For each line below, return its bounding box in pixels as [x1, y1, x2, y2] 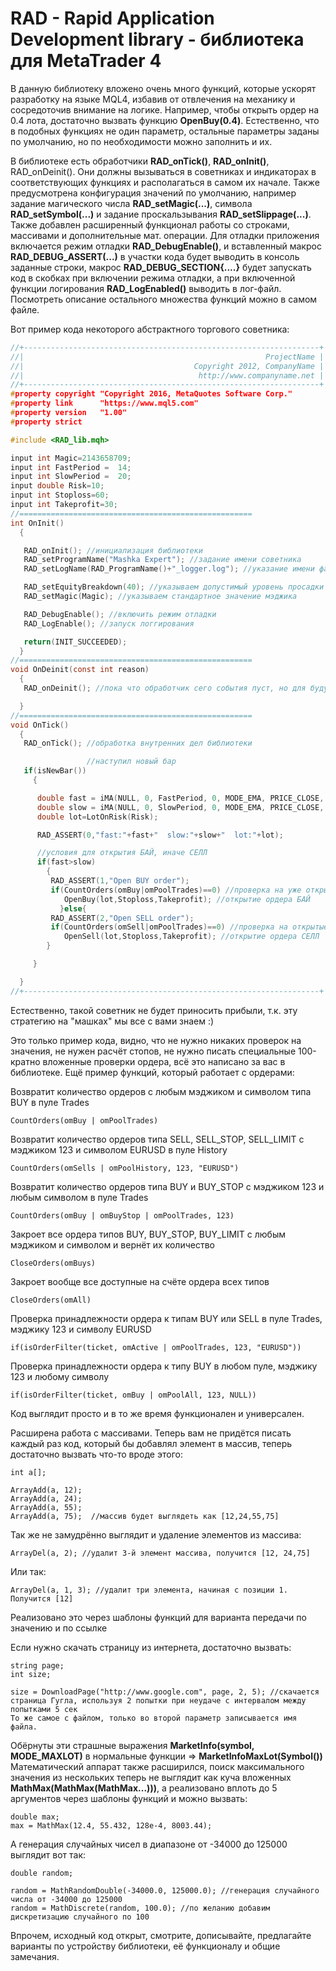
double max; [10, 1812, 60, 1822]
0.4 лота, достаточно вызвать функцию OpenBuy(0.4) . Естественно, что [10, 114, 320, 126]
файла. [10, 1722, 38, 1732]
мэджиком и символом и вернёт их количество [10, 1238, 215, 1251]
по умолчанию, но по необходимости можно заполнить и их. [10, 135, 273, 147]
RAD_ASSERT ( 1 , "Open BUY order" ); [50, 876, 190, 886]
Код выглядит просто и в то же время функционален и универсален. [10, 1407, 305, 1419]
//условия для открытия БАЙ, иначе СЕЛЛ [36, 848, 208, 858]
